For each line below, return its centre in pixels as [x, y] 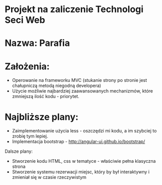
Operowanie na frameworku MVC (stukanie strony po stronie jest [79, 80]
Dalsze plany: [19, 151]
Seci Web [25, 20]
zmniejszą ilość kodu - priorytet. [45, 97]
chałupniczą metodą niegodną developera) [57, 86]
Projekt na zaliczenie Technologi [74, 9]
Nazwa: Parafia [37, 43]
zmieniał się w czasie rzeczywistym [49, 177]
